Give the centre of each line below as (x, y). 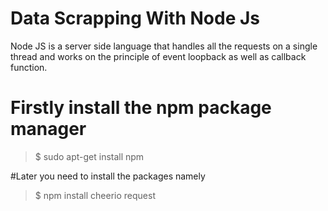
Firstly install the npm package (141, 108)
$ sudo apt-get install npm (89, 156)
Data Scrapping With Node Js (135, 18)
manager (48, 129)
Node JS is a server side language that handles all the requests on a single (164, 46)
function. (29, 67)
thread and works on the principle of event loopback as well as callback (158, 56)
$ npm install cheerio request (95, 195)
